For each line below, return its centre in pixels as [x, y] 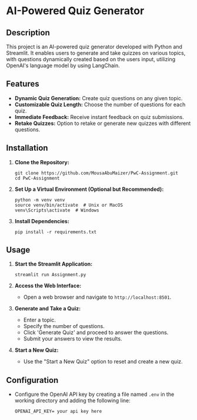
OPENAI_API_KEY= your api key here [58, 411]
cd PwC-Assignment [37, 178]
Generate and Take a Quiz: [48, 309]
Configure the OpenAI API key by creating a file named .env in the [94, 394]
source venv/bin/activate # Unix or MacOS [69, 205]
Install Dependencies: [42, 221]
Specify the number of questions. [64, 326]
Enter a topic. [39, 320]
